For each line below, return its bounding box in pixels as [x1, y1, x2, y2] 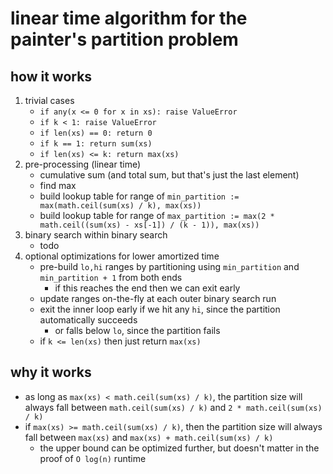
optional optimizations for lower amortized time [24, 250, 220, 262]
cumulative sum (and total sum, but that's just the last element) [39, 169, 300, 181]
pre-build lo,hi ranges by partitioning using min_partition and [39, 261, 300, 272]
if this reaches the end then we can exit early [54, 282, 241, 294]
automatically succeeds [39, 314, 138, 326]
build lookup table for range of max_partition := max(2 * [39, 210, 275, 221]
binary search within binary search [24, 229, 168, 241]
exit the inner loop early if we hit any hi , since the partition [39, 303, 281, 315]
